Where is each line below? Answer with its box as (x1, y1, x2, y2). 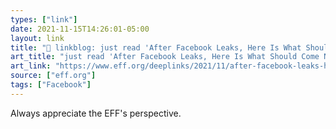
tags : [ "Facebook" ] (10, 80, 92, 90)
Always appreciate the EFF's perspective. (10, 107, 182, 119)
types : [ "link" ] (10, 14, 78, 25)
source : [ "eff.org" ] (10, 71, 97, 81)
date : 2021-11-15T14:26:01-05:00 (10, 24, 150, 34)
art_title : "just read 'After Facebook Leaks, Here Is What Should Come (10, 52, 320, 62)
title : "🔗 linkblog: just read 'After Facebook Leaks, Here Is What (10, 42, 302, 53)
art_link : (10, 61, 52, 71)
